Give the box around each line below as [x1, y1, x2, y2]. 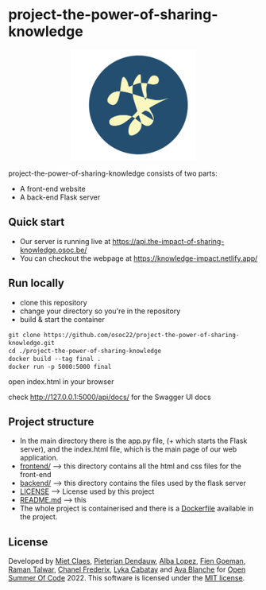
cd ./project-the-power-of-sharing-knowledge [8, 347, 161, 355]
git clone [8, 331, 41, 339]
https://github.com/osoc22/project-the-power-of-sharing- [43, 331, 240, 339]
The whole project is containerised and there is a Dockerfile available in [19, 503, 254, 514]
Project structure [8, 415, 94, 429]
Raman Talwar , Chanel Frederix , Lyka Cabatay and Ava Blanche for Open [8, 565, 246, 574]
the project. [19, 512, 58, 522]
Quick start [8, 215, 65, 229]
